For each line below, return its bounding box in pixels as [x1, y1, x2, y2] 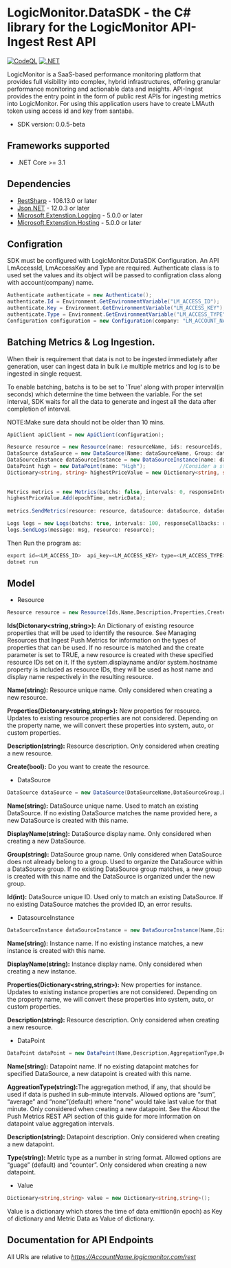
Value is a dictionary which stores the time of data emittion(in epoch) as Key [7, 1207, 223, 1215]
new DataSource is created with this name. [7, 817, 129, 825]
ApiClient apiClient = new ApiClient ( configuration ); [7, 431, 165, 438]
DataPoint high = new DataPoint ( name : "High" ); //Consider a [7, 463, 217, 470]
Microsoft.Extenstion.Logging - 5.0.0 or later [16, 211, 143, 219]
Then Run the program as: [7, 539, 81, 547]
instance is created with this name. [7, 947, 106, 954]
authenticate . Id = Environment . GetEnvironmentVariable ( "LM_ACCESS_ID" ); [7, 298, 220, 305]
